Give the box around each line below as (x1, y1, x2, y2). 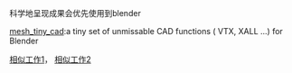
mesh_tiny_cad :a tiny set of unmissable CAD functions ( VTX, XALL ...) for (9, 26, 283, 36)
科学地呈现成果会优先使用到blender (9, 8, 142, 18)
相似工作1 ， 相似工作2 (9, 54, 92, 65)
